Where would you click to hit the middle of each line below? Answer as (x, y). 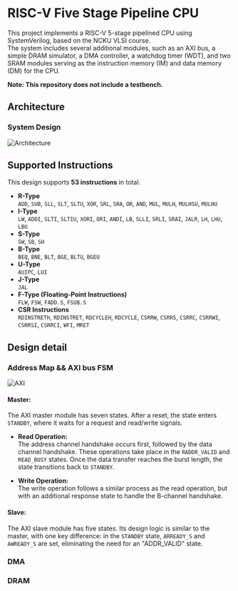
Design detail (37, 347)
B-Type (29, 249)
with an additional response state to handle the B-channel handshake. (120, 496)
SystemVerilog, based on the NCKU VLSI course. (79, 40)
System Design (34, 128)
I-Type (27, 211)
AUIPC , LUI (32, 272)
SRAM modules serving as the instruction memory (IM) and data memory (115, 63)
